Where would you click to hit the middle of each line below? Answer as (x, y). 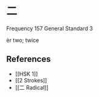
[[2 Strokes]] (31, 80)
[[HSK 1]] (26, 74)
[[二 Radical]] (32, 87)
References (29, 59)
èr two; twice (23, 40)
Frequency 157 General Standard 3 (50, 28)
